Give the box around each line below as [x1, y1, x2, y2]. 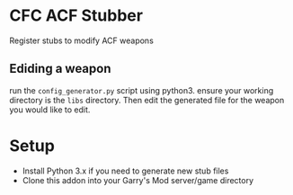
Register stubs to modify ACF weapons [9, 35, 155, 46]
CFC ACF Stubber [9, 5, 144, 26]
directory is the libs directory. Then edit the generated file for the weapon [9, 94, 285, 105]
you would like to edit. [9, 104, 91, 115]
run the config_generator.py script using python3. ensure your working [9, 84, 274, 95]
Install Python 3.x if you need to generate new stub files [22, 165, 229, 176]
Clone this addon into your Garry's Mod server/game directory [22, 174, 254, 185]
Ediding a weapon [9, 61, 111, 76]
